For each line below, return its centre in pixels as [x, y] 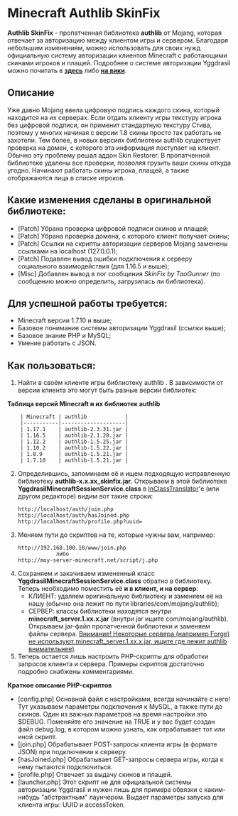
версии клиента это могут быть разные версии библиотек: [107, 390]
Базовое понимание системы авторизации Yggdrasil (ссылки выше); [121, 328]
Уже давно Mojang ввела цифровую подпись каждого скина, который [114, 110]
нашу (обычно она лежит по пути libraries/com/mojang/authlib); [124, 604]
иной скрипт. [37, 737]
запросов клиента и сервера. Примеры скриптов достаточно [111, 664]
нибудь [29, 798]
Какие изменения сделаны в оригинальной [109, 200]
